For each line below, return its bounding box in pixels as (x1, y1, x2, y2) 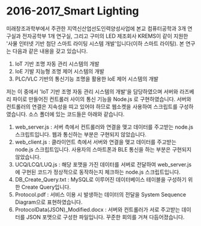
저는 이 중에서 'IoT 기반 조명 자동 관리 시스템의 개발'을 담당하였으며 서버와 (6, 88, 179, 95)
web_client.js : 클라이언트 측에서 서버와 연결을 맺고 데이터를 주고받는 (14, 138, 177, 145)
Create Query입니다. (21, 183, 71, 191)
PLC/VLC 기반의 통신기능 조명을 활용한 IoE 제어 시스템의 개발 (14, 75, 159, 82)
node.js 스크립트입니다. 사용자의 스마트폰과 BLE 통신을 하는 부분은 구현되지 (14, 145, 192, 153)
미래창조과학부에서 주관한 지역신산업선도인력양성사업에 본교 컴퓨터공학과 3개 (6, 25, 187, 32)
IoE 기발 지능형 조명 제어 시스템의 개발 (14, 67, 105, 75)
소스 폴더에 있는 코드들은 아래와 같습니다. (28, 110, 125, 118)
